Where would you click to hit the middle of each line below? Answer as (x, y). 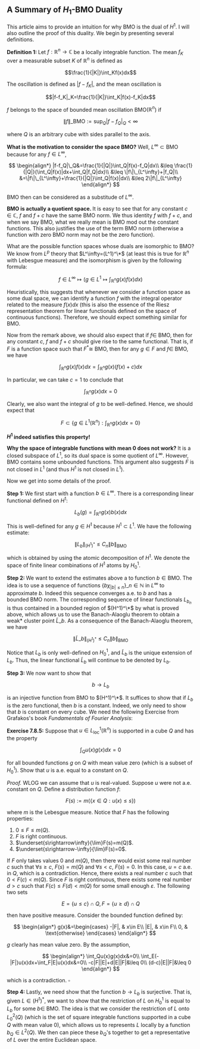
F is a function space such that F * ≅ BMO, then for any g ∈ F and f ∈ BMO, (98, 348)
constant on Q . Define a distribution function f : (64, 789)
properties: (20, 819)
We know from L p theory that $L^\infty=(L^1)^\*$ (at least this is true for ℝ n (98, 253)
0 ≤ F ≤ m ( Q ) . (32, 830)
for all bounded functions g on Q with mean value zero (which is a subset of (100, 763)
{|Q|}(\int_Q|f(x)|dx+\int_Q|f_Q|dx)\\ (66, 172)
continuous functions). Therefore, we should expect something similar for (97, 317)
